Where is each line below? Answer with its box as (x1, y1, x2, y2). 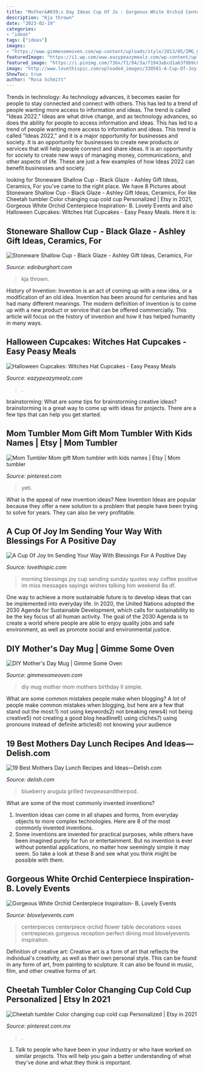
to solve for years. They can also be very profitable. (6, 509, 135, 516)
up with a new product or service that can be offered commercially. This (6, 306, 187, 314)
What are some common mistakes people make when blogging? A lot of (6, 695, 186, 703)
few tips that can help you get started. (6, 411, 101, 418)
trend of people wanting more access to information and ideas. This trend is (6, 126, 196, 133)
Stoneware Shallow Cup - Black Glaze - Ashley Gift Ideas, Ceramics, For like (6, 189, 197, 196)
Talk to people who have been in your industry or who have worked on (15, 1046, 192, 1053)
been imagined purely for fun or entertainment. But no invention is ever (15, 837, 193, 844)
